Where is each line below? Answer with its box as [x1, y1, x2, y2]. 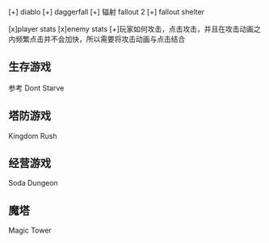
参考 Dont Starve [8, 83, 65, 93]
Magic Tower [8, 225, 53, 236]
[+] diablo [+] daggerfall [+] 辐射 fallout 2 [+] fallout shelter [8, 7, 204, 16]
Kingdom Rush [8, 131, 57, 140]
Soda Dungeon [8, 178, 58, 188]
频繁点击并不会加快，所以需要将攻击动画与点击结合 [15, 35, 186, 44]
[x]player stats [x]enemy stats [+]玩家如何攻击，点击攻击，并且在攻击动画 [8, 24, 254, 34]
